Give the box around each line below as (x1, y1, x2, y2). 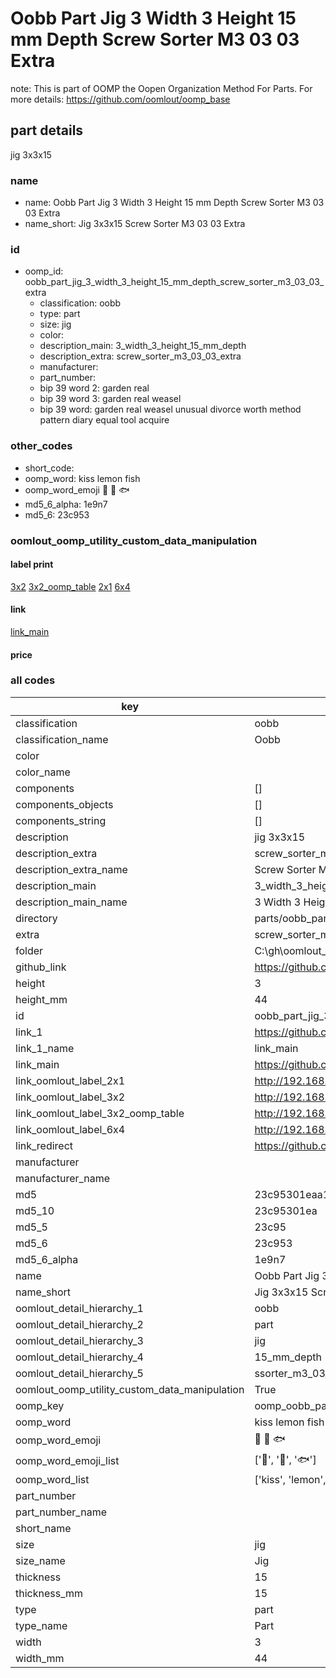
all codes (10, 673, 56, 687)
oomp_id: (24, 265, 64, 277)
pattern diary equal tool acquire (39, 414, 170, 426)
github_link (15, 960, 67, 974)
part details (10, 122, 84, 139)
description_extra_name (15, 862, 128, 876)
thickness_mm (15, 1586, 84, 1600)
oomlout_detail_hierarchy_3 (15, 1333, 144, 1347)
